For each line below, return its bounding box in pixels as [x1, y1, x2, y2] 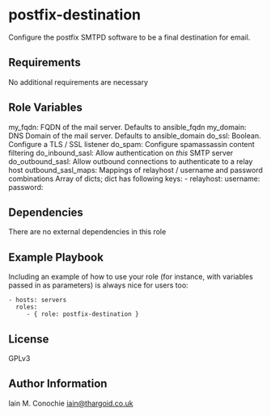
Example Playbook [8, 250, 104, 264]
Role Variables [8, 101, 83, 115]
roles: [15, 303, 38, 312]
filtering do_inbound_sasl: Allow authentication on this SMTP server [8, 148, 234, 158]
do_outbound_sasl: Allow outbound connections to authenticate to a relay [8, 156, 253, 166]
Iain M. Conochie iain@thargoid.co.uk [8, 398, 133, 408]
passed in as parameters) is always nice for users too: [8, 280, 188, 290]
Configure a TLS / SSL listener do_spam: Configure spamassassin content [8, 139, 255, 149]
